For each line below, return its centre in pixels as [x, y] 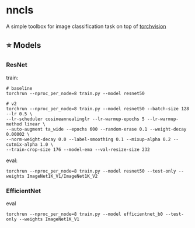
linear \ [35, 124]
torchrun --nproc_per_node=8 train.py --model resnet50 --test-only [91, 171]
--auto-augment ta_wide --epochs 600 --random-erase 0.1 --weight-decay [96, 129]
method [14, 124]
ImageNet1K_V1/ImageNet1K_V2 [62, 176]
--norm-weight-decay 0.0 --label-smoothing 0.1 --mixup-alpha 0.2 [88, 139]
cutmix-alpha [22, 144]
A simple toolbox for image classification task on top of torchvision [86, 26]
